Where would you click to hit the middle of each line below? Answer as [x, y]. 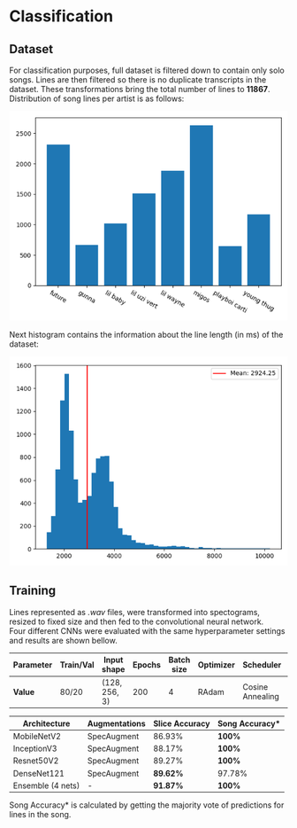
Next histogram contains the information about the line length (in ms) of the [146, 335]
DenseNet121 [38, 773]
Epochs [147, 664]
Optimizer [217, 664]
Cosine [255, 687]
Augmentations [116, 723]
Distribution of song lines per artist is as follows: [97, 98]
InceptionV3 [35, 749]
